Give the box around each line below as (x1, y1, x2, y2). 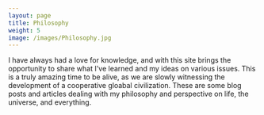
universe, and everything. (8, 98, 92, 107)
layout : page (8, 11, 52, 20)
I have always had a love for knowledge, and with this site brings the (8, 56, 231, 65)
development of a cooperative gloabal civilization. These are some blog (8, 81, 242, 90)
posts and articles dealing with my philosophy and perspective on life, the (8, 89, 249, 99)
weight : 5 (8, 26, 41, 34)
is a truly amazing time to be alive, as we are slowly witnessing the (8, 72, 225, 82)
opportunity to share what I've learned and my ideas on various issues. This (8, 64, 256, 74)
